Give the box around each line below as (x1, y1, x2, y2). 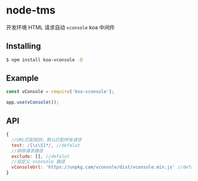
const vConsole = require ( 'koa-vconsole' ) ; (6, 89, 115, 95)
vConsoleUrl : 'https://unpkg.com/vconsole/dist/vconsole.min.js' (11, 164, 176, 170)
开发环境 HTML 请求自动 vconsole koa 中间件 (6, 24, 115, 31)
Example (6, 73, 39, 83)
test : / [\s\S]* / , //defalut (11, 142, 81, 148)
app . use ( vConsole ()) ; (6, 100, 60, 106)
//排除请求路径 (11, 148, 43, 154)
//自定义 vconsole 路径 (11, 159, 65, 165)
